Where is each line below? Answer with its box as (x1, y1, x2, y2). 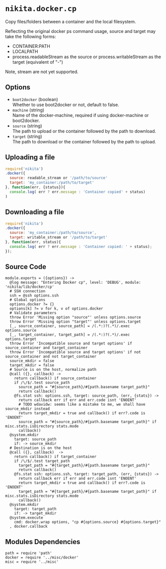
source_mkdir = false (9, 358, 55, 363)
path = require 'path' (5, 551, 52, 556)
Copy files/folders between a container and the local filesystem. (5, 18, 136, 24)
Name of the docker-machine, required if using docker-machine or (12, 112, 149, 118)
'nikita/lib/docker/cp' (5, 284, 55, 290)
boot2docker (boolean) (12, 96, 58, 102)
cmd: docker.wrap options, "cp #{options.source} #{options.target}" (14, 520, 162, 525)
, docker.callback (9, 524, 48, 529)
